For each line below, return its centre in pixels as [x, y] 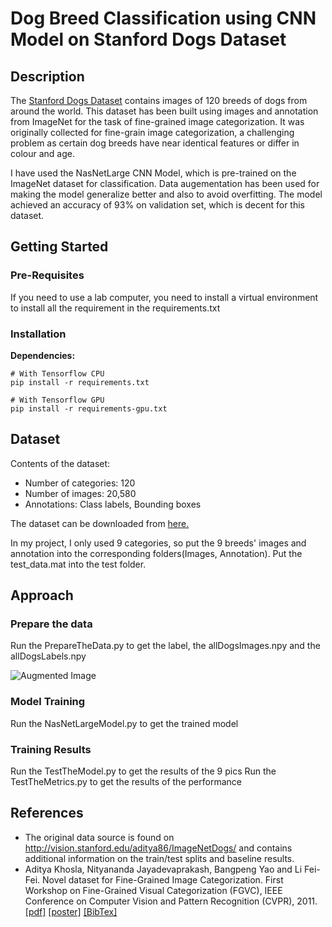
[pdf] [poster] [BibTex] [71, 911]
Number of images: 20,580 [80, 493]
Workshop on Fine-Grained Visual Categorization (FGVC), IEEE [153, 890]
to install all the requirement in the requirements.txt [115, 308]
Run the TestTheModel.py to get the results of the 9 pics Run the [143, 771]
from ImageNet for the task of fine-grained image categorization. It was [157, 121]
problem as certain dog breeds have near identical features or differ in [155, 143]
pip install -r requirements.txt [80, 382]
